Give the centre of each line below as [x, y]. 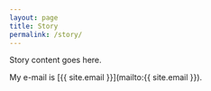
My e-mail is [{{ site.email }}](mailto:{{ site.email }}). [106, 77]
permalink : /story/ [46, 34]
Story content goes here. [55, 60]
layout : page [34, 18]
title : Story [34, 26]
